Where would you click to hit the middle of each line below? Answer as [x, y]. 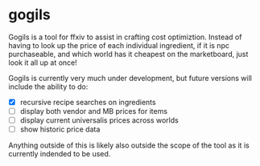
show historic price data [60, 129]
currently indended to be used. [60, 154]
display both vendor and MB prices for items [93, 111]
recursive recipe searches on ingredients [88, 102]
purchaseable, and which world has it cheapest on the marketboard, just [128, 54]
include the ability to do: [48, 87]
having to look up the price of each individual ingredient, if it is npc [119, 45]
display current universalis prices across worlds [99, 120]
